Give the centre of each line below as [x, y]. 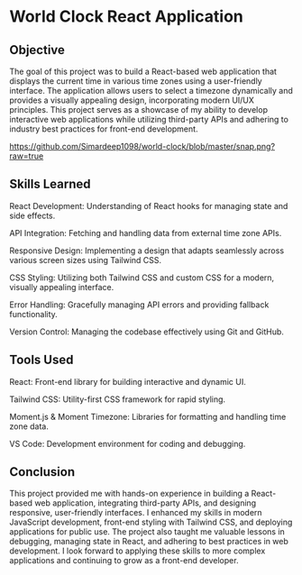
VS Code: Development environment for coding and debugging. [128, 443]
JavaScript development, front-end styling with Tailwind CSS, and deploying [151, 522]
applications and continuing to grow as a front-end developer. [124, 561]
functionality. [34, 314]
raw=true [27, 156]
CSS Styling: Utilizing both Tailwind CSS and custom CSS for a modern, [142, 278]
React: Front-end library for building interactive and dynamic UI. [128, 381]
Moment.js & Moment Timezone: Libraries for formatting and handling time [148, 416]
